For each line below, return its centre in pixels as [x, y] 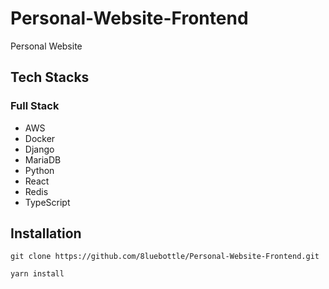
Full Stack [35, 106]
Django [39, 149]
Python [39, 170]
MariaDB [43, 159]
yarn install [37, 274]
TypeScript [47, 202]
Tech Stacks [50, 77]
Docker [40, 138]
